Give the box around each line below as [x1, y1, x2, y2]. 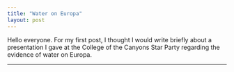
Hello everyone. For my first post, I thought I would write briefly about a [7, 35, 212, 44]
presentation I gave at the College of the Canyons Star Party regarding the [7, 43, 221, 51]
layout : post [7, 17, 45, 24]
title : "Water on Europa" [7, 10, 82, 17]
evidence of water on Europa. [7, 50, 93, 59]
